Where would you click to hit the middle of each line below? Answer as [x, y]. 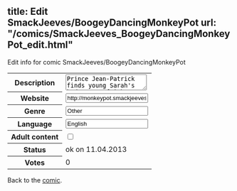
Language [35, 124]
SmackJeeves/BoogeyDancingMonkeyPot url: [112, 23]
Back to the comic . [35, 180]
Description [35, 82]
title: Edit [28, 12]
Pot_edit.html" [40, 45]
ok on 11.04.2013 [96, 150]
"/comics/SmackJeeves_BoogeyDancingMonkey [119, 34]
